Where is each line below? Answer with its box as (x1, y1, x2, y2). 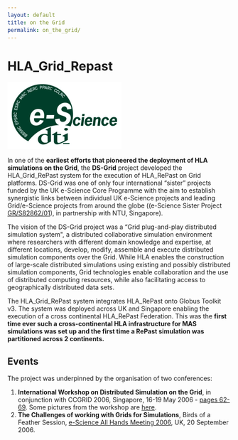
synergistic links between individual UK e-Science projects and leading (7, 194, 215, 203)
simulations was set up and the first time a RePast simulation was (7, 327, 205, 336)
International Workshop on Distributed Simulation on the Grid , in (17, 388, 212, 397)
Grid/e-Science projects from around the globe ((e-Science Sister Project (7, 201, 222, 210)
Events (7, 355, 39, 367)
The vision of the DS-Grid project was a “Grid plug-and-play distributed (7, 222, 217, 231)
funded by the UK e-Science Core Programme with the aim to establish (7, 186, 215, 195)
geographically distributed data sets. (7, 283, 115, 291)
